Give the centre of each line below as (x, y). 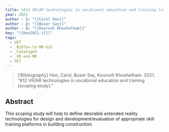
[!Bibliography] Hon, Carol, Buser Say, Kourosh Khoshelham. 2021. (86, 75)
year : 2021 (17, 14)
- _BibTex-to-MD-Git (31, 47)
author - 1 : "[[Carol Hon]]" (36, 19)
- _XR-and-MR (23, 56)
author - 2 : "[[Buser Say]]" (36, 24)
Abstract (19, 101)
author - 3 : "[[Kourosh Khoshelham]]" (46, 28)
